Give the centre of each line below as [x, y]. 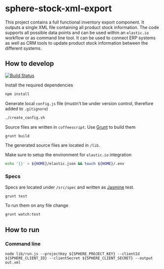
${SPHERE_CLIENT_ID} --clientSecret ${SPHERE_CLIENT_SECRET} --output [79, 258]
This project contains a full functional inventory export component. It [75, 22]
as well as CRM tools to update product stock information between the [77, 43]
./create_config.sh [25, 118]
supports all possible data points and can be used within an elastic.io [77, 32]
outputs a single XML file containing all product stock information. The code [82, 27]
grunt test [16, 196]
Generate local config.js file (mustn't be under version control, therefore [79, 103]
